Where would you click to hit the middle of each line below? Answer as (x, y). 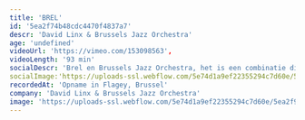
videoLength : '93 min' (52, 60)
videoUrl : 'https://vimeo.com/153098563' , (91, 51)
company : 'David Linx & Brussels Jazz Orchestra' (105, 93)
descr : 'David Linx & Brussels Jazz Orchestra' (101, 34)
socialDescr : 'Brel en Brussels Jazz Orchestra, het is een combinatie (148, 69)
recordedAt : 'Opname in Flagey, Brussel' (89, 85)
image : (22, 102)
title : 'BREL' (36, 18)
